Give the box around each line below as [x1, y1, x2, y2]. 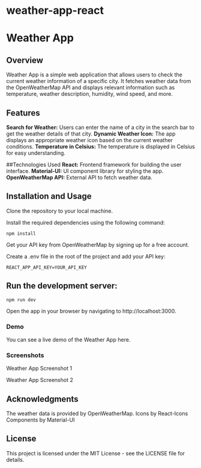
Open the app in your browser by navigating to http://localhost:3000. [6, 307, 176, 314]
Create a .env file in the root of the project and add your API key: [6, 252, 166, 260]
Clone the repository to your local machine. [6, 207, 113, 214]
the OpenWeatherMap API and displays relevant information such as [6, 84, 175, 91]
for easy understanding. [6, 149, 66, 157]
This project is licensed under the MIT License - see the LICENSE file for [6, 449, 185, 457]
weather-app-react [6, 4, 104, 17]
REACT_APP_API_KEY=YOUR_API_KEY [6, 264, 87, 270]
